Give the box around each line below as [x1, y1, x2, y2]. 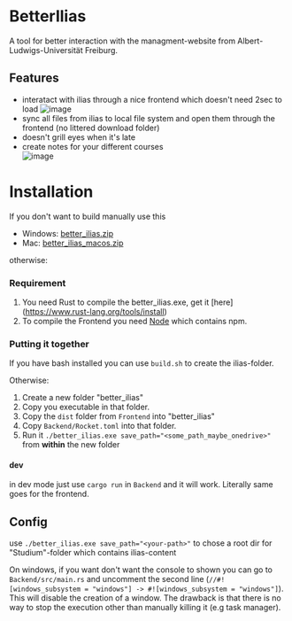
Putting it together [9, 338, 90, 350]
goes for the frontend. [9, 489, 90, 500]
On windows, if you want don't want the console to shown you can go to [9, 564, 273, 575]
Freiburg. [84, 44, 118, 55]
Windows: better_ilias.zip [21, 228, 113, 238]
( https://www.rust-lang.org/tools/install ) [21, 306, 168, 316]
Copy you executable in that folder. [21, 401, 150, 413]
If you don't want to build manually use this [9, 211, 166, 221]
